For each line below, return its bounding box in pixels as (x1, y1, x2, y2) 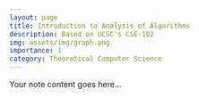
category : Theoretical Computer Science (9, 54, 163, 63)
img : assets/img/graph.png (9, 37, 110, 47)
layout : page (9, 12, 58, 22)
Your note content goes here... (9, 79, 122, 89)
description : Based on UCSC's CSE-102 (9, 29, 154, 38)
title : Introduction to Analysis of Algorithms (9, 21, 191, 30)
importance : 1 (9, 46, 63, 55)
